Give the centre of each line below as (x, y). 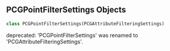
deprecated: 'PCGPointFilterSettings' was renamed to (72, 35)
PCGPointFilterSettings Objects (66, 10)
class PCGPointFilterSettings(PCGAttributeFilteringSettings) (85, 23)
